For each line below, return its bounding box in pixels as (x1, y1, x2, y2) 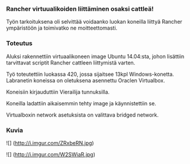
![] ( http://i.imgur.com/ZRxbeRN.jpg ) (6, 139, 94, 146)
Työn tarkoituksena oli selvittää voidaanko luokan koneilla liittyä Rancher (6, 18, 182, 25)
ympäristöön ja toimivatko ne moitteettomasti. (6, 24, 118, 31)
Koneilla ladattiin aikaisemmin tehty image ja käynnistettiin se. (6, 99, 157, 107)
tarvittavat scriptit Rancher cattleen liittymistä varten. (6, 59, 136, 66)
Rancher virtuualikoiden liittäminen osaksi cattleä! (6, 5, 154, 13)
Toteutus (6, 39, 33, 47)
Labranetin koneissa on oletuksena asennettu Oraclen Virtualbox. (6, 76, 166, 84)
